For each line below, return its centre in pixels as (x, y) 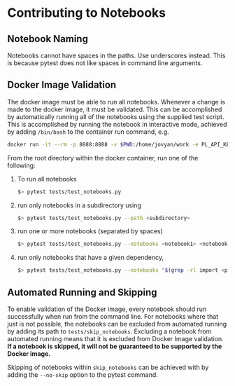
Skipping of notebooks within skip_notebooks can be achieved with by (108, 367)
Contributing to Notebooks (87, 13)
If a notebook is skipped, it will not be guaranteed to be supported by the (115, 346)
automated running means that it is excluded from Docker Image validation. (115, 339)
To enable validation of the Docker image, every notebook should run (107, 309)
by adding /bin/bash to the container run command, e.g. (88, 132)
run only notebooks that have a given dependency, (91, 258)
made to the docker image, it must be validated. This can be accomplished (115, 109)
